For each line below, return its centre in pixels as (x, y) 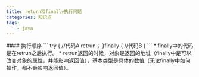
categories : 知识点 (29, 17)
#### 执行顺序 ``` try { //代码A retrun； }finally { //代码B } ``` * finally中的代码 (100, 46)
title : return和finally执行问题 (44, 12)
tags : (13, 23)
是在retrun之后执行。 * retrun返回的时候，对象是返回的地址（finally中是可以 (99, 53)
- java (25, 28)
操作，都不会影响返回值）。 (39, 68)
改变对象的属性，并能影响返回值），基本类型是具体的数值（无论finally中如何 (98, 60)
